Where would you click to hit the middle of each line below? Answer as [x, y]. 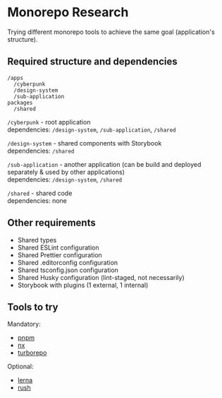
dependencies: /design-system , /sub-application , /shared [92, 129]
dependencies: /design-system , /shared [65, 179]
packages [20, 103]
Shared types [37, 240]
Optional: [20, 367]
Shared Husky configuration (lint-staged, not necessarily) [101, 277]
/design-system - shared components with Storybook [85, 143]
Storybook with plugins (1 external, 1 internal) [83, 285]
